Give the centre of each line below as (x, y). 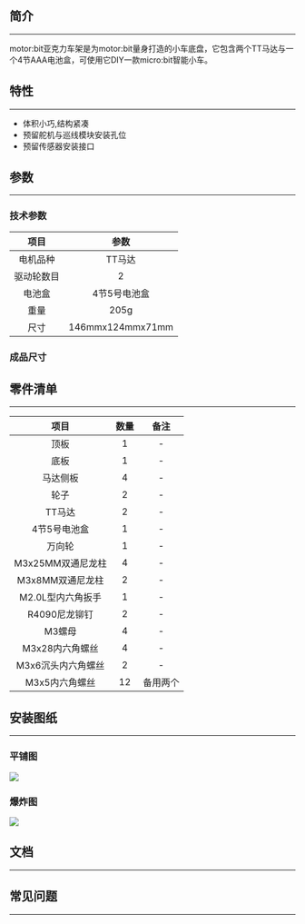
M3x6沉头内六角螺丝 (60, 666)
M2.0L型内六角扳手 (60, 598)
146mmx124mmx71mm (121, 327)
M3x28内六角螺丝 (60, 649)
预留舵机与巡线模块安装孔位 (74, 134)
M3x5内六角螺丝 (60, 682)
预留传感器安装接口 (59, 146)
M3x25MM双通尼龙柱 (60, 563)
